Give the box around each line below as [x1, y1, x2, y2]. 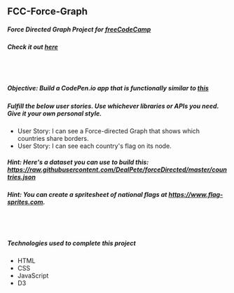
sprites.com [7, 198, 43, 206]
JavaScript [17, 271, 49, 280]
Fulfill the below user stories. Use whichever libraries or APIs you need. [7, 102, 219, 110]
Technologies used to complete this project [7, 239, 137, 247]
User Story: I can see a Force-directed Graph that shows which [17, 127, 200, 135]
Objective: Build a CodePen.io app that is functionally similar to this [7, 84, 209, 93]
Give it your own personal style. [7, 109, 102, 118]
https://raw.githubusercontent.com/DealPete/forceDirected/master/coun [7, 165, 228, 174]
